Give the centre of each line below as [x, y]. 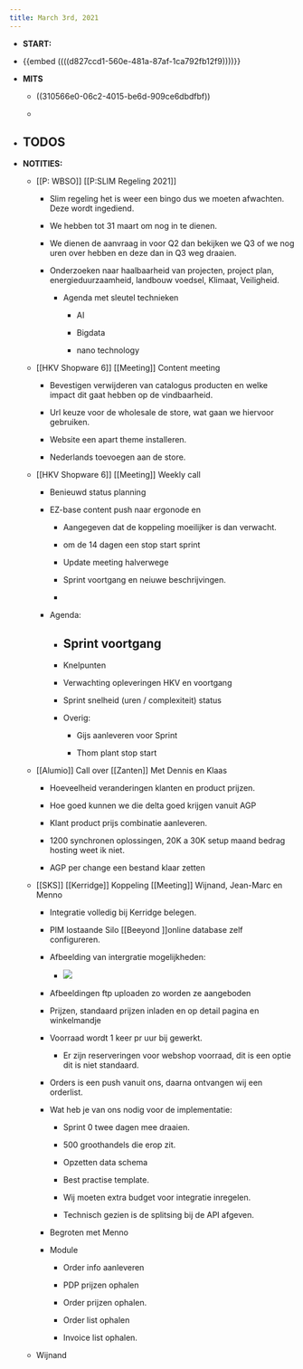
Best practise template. [106, 1180]
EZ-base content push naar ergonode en [125, 510]
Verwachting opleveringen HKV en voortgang [147, 683]
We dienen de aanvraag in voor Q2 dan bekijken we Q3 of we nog [172, 243]
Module [64, 1250]
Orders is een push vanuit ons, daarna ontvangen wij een [156, 1083]
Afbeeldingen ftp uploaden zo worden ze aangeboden [150, 993]
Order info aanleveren [104, 1268]
